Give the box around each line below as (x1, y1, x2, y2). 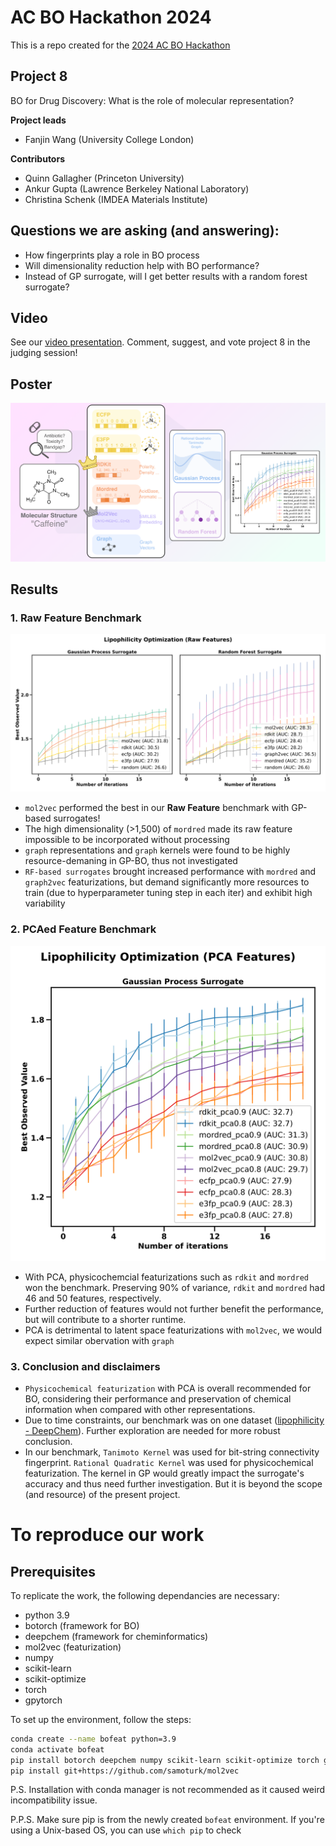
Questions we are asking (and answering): (10, 222, 280, 240)
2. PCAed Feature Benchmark (10, 922, 157, 936)
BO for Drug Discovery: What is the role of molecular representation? (10, 94, 295, 106)
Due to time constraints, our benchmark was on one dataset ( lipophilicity (24, 1414, 325, 1426)
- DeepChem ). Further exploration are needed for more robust (24, 1424, 281, 1436)
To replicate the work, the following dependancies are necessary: (10, 1589, 280, 1601)
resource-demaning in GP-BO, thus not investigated (24, 855, 238, 867)
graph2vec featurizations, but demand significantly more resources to (24, 876, 310, 888)
